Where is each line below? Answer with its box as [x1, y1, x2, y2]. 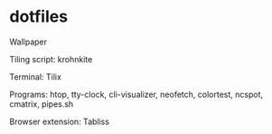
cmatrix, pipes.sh [9, 98, 74, 110]
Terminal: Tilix [9, 71, 61, 82]
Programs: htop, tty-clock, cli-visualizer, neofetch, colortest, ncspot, [9, 89, 264, 100]
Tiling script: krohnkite [9, 53, 93, 64]
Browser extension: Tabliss [9, 116, 110, 127]
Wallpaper [9, 36, 48, 47]
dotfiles [9, 6, 69, 27]
